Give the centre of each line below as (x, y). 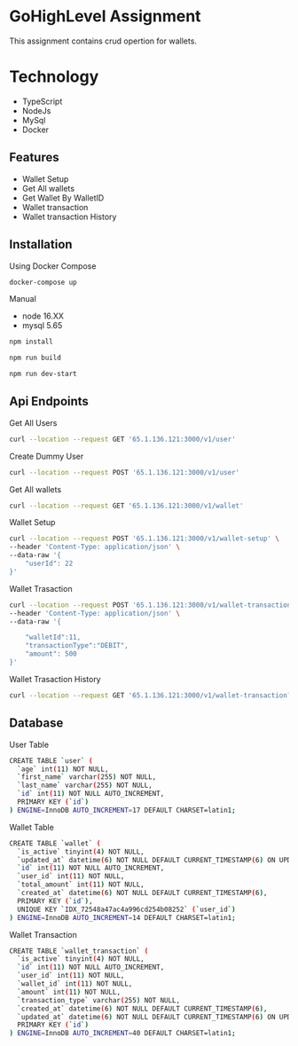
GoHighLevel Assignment (105, 16)
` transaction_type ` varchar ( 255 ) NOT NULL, (98, 1000)
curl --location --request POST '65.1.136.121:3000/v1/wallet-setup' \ (144, 539)
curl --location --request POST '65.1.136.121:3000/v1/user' (125, 472)
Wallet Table (32, 827)
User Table (29, 744)
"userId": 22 (49, 564)
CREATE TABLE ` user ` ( (51, 760)
